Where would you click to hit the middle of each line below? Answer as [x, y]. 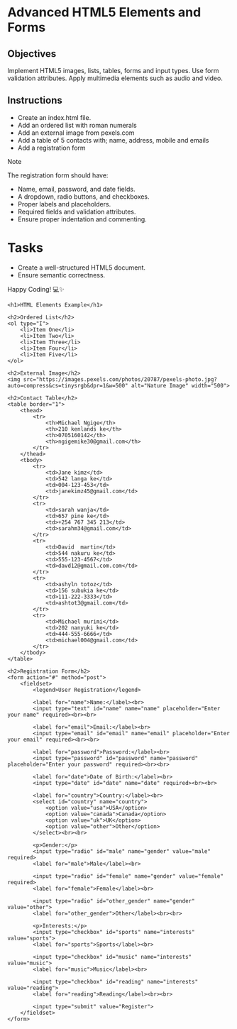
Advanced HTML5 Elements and [104, 12]
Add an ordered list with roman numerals [77, 125]
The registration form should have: [58, 175]
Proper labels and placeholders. [64, 204]
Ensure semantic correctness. [61, 275]
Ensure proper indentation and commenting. [82, 219]
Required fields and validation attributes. [77, 211]
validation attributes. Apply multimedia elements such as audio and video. [115, 78]
